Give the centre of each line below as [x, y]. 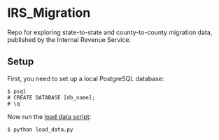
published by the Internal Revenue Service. [69, 39]
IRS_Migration [49, 13]
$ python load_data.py [40, 129]
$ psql [17, 91]
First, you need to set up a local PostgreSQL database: [86, 78]
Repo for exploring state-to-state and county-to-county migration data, [110, 32]
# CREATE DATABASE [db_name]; [51, 97]
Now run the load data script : [49, 116]
